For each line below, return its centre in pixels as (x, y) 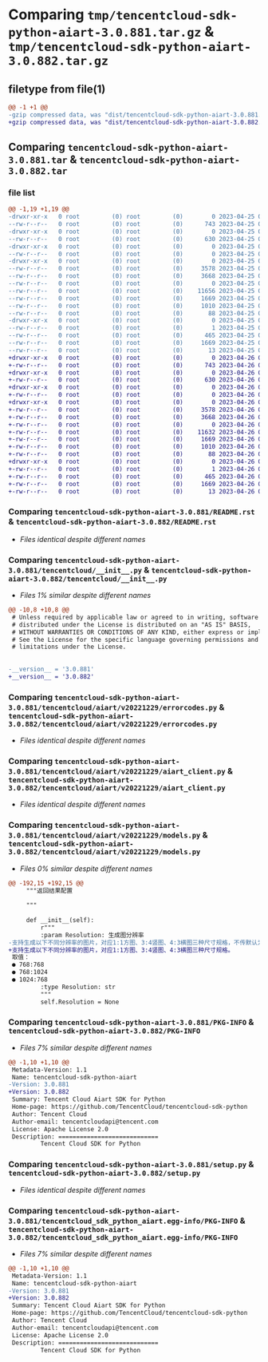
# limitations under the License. (69, 647)
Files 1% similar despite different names (85, 596)
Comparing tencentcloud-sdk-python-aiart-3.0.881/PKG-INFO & (131, 1022)
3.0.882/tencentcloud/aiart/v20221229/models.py (104, 852)
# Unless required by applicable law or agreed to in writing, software (135, 617)
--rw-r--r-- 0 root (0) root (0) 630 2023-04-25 (132, 239)
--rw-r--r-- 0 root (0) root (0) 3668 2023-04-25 (132, 276)
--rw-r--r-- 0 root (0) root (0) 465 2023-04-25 (132, 336)
